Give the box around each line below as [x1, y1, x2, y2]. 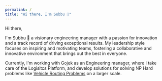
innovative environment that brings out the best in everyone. [5, 50, 128, 56]
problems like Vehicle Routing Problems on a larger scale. [5, 70, 122, 76]
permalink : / [5, 7, 32, 12]
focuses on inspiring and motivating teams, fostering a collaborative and [5, 45, 152, 51]
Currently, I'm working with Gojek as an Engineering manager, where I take [5, 60, 157, 66]
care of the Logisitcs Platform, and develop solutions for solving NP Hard [5, 65, 153, 71]
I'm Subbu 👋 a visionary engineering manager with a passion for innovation [5, 35, 158, 41]
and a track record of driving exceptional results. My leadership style [5, 40, 145, 46]
